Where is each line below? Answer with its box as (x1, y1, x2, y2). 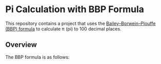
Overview (5, 41, 37, 49)
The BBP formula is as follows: (5, 54, 70, 60)
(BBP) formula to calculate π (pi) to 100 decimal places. (5, 25, 122, 31)
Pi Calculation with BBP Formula (5, 4, 145, 15)
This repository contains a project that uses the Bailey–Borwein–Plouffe (5, 20, 156, 26)
